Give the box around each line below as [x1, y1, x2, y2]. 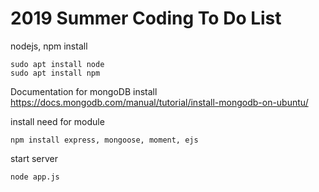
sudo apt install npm [10, 68, 101, 78]
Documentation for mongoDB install [10, 85, 158, 97]
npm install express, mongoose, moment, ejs [10, 135, 199, 145]
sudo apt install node [10, 59, 105, 69]
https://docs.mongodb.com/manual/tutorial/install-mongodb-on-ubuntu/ [10, 96, 309, 108]
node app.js [10, 172, 60, 182]
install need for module [10, 115, 105, 127]
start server [10, 152, 58, 164]
